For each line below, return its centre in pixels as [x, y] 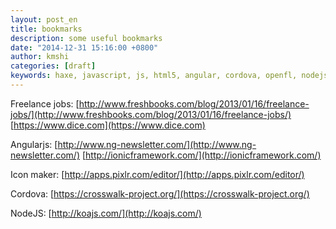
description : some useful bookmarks [86, 38]
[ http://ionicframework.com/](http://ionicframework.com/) [201, 155]
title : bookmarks [46, 29]
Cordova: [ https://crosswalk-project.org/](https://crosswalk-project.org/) [160, 193]
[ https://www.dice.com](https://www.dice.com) [108, 125]
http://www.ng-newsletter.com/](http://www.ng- [157, 144]
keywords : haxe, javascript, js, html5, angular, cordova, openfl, [154, 76]
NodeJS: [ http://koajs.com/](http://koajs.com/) [106, 213]
